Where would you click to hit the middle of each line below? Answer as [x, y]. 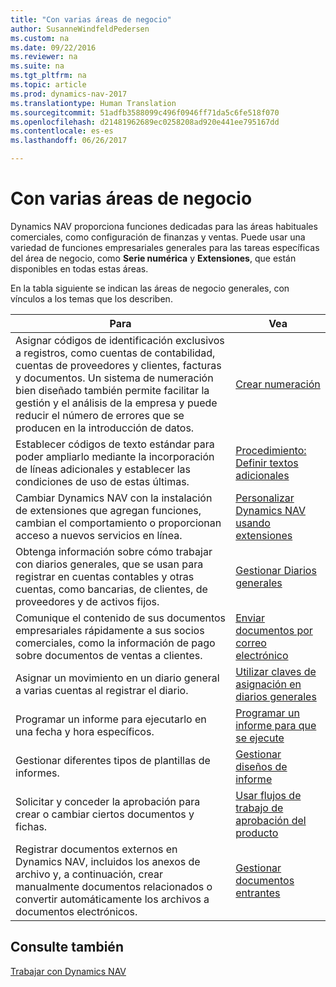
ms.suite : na [37, 66]
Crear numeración [278, 384]
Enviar [250, 618]
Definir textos [267, 463]
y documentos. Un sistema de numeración [114, 378]
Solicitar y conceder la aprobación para [108, 801]
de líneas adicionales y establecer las [103, 469]
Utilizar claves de [276, 671]
